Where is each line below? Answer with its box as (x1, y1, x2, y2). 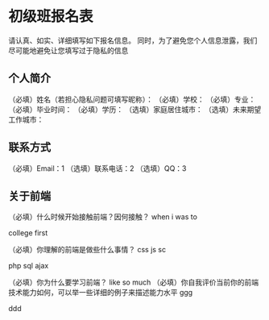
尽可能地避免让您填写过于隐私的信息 (8, 45, 129, 55)
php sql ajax (8, 261, 49, 271)
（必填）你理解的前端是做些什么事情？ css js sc (8, 245, 167, 255)
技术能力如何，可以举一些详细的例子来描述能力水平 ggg (8, 288, 193, 297)
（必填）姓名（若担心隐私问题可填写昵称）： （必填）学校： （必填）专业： (8, 94, 256, 104)
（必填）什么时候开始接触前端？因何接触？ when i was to (8, 212, 197, 222)
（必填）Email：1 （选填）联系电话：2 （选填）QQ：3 (8, 163, 187, 173)
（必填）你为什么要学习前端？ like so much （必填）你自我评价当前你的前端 (8, 277, 259, 287)
